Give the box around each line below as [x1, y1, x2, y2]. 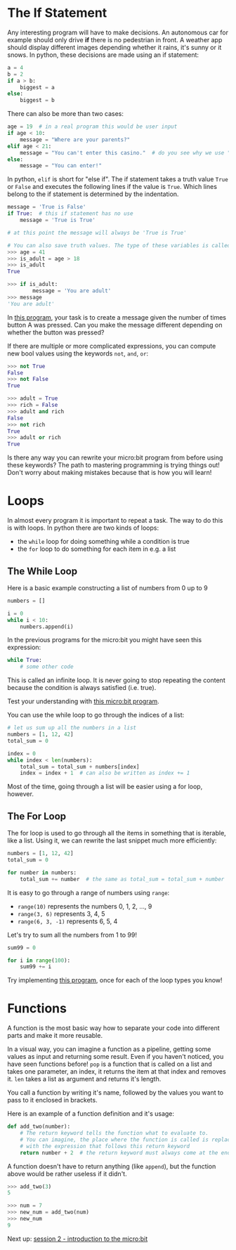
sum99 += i [20, 963, 52, 970]
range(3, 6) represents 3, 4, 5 [17, 909, 105, 918]
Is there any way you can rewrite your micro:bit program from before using [7, 453, 223, 462]
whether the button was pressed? [7, 328, 105, 337]
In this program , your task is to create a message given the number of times [7, 313, 227, 321]
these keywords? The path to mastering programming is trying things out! [7, 461, 220, 469]
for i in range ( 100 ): [7, 957, 71, 964]
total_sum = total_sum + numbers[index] [20, 763, 140, 770]
